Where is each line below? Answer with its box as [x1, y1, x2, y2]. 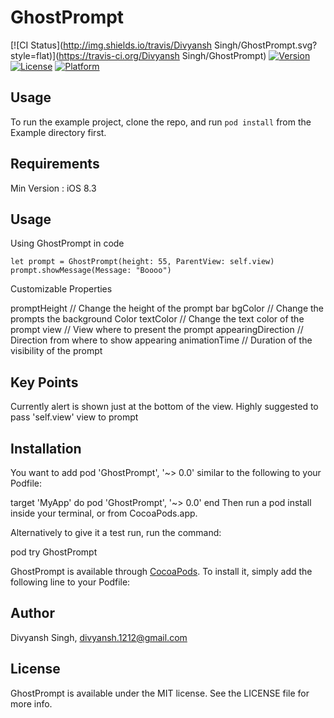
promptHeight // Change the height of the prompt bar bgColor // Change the [10, 302, 325, 315]
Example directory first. [10, 126, 107, 138]
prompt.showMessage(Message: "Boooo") [10, 266, 172, 276]
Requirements [10, 156, 100, 173]
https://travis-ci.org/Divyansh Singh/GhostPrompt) [58, 49, 267, 61]
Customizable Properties [10, 283, 113, 295]
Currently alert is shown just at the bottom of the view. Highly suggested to [10, 401, 319, 413]
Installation [10, 440, 82, 457]
